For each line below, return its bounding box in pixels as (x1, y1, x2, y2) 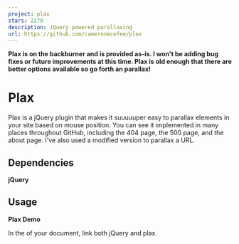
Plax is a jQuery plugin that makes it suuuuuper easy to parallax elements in (8, 113, 230, 122)
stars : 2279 (8, 17, 43, 24)
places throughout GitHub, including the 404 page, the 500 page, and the (8, 129, 224, 137)
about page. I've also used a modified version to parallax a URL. (8, 136, 195, 144)
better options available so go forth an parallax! (8, 65, 152, 73)
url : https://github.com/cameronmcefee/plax (8, 30, 142, 38)
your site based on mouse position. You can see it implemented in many (8, 121, 219, 129)
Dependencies (8, 157, 74, 169)
